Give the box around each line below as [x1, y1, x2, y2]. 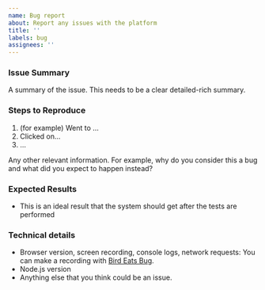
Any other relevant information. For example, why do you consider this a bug [8, 155, 258, 165]
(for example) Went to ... [19, 123, 99, 132]
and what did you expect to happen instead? [8, 163, 153, 173]
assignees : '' [8, 41, 55, 49]
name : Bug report [8, 11, 66, 20]
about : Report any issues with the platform [8, 19, 157, 27]
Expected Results [8, 183, 78, 194]
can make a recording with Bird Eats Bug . [19, 256, 154, 265]
